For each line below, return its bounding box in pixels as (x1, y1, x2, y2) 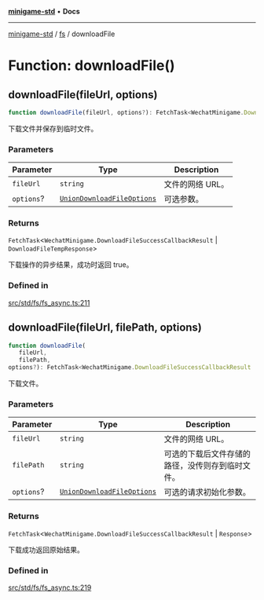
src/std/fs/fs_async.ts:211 (8, 298, 90, 307)
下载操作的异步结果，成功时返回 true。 (8, 260, 134, 269)
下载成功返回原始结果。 (8, 545, 84, 554)
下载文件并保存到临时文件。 (8, 123, 98, 133)
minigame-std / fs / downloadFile (8, 29, 115, 38)
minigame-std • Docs (8, 7, 80, 16)
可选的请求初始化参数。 (163, 487, 251, 498)
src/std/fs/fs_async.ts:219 (8, 583, 92, 592)
